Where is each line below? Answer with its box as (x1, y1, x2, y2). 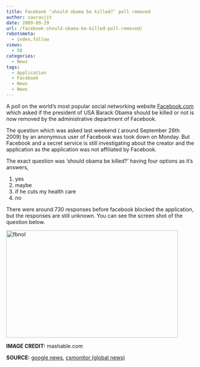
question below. (6, 218, 45, 225)
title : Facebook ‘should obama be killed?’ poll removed (6, 8, 151, 15)
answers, (6, 163, 29, 170)
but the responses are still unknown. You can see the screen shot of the (6, 212, 183, 219)
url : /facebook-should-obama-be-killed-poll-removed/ (6, 25, 143, 32)
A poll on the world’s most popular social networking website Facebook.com (6, 102, 194, 110)
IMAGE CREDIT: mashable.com (6, 342, 84, 349)
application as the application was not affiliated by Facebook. (6, 145, 157, 153)
